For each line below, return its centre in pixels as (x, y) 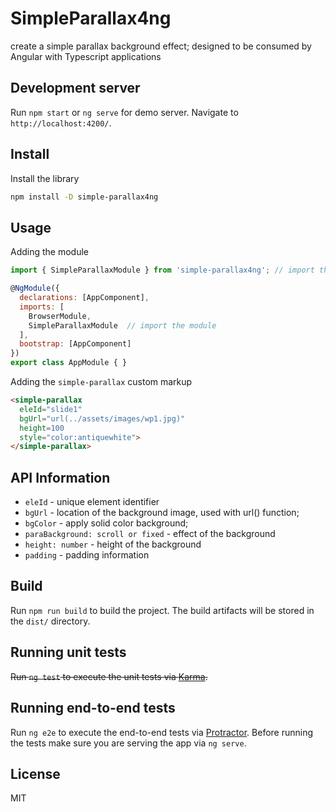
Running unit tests (68, 652)
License (35, 773)
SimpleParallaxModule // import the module (122, 325)
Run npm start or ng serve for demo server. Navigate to (124, 112)
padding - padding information (87, 555)
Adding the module (50, 252)
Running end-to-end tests (93, 708)
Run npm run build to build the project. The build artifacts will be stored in (162, 610)
